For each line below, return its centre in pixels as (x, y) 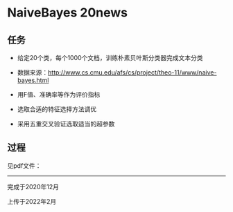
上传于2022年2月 (32, 201)
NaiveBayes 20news (68, 13)
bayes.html (33, 80)
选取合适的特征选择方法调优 (57, 109)
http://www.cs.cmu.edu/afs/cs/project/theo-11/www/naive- (132, 73)
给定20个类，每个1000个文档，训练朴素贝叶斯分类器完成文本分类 (110, 58)
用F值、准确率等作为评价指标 (59, 94)
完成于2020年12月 (33, 186)
